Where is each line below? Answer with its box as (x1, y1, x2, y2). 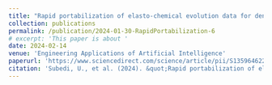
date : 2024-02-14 (8, 42, 67, 50)
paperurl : (8, 57, 42, 66)
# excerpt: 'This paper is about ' (8, 34, 129, 43)
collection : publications (8, 19, 96, 28)
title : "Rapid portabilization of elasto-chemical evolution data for (8, 11, 252, 20)
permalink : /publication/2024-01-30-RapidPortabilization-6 (8, 27, 216, 35)
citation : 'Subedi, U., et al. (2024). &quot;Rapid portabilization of (8, 65, 255, 73)
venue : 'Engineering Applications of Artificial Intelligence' (8, 49, 227, 57)
